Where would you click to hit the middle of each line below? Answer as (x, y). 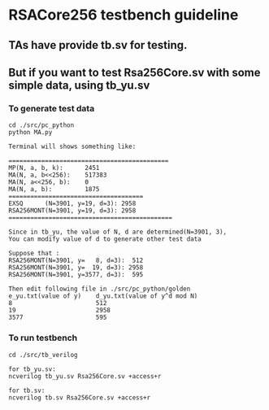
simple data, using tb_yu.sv (79, 85)
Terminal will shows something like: (72, 147)
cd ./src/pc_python (41, 125)
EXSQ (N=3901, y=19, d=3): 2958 (72, 204)
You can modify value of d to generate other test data (105, 239)
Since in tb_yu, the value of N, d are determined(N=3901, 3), (118, 232)
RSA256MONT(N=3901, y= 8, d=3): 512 (76, 261)
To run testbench (43, 338)
